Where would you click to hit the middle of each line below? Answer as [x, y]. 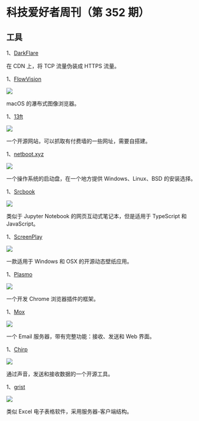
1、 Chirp [17, 349]
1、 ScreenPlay [24, 237]
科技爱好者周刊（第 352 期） [78, 13]
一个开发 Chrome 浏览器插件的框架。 [53, 299]
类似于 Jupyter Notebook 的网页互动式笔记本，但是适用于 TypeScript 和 [97, 216]
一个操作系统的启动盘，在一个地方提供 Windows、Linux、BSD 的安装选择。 [101, 179]
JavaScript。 [23, 224]
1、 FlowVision [24, 79]
